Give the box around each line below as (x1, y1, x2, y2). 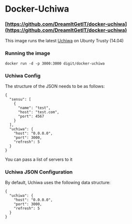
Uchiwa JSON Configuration (5, 169, 73, 175)
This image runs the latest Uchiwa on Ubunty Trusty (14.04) (5, 38, 124, 44)
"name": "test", (17, 105, 51, 110)
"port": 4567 (17, 114, 44, 119)
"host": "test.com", (17, 110, 59, 115)
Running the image (5, 50, 50, 57)
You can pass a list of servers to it (5, 156, 73, 162)
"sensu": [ (9, 97, 31, 102)
